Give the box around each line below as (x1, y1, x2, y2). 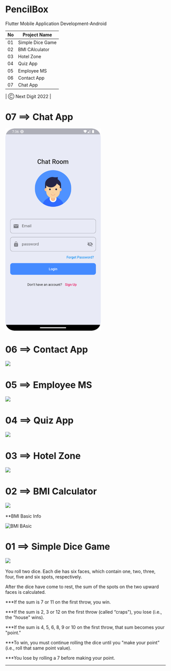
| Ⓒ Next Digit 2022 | (5, 93, 51, 99)
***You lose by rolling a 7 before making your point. (5, 655, 116, 661)
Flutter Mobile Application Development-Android (5, 20, 107, 27)
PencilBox (5, 4, 49, 15)
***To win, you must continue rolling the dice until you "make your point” (5, 639, 160, 645)
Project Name (22, 32, 52, 38)
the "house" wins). (5, 614, 44, 620)
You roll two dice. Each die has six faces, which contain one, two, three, (5, 568, 156, 574)
